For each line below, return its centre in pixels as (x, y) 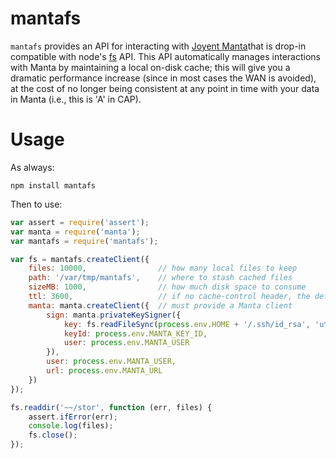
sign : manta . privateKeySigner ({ (114, 315)
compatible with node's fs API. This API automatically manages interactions (165, 56)
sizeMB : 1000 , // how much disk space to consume (167, 287)
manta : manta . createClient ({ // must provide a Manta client (160, 305)
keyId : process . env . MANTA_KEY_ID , (135, 333)
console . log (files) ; (71, 426)
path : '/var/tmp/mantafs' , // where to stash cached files (160, 278)
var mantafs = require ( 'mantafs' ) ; (84, 241)
